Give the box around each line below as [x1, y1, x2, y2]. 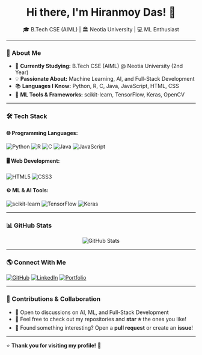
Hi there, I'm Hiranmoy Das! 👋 [26, 5, 176, 19]
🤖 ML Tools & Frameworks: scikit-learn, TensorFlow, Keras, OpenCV [14, 91, 185, 98]
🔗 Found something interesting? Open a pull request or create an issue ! [14, 324, 194, 331]
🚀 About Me [6, 48, 41, 57]
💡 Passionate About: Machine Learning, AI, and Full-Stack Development [14, 75, 195, 83]
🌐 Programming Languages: [6, 129, 78, 136]
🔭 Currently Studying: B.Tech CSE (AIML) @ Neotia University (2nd [14, 63, 183, 70]
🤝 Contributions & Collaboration [6, 295, 101, 303]
